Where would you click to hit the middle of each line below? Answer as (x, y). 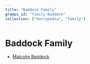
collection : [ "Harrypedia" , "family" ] (45, 19)
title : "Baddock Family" (31, 10)
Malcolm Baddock (31, 57)
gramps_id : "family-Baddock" (35, 14)
